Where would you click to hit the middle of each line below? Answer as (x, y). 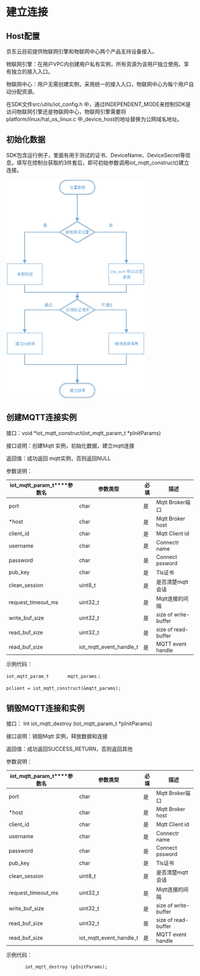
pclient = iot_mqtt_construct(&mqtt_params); (63, 689)
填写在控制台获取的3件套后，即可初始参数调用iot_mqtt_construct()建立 (103, 162)
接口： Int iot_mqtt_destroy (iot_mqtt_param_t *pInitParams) (79, 724)
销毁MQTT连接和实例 (46, 708)
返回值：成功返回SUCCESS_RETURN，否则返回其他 (69, 749)
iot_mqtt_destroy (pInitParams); (66, 967)
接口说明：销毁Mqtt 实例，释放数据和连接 (57, 736)
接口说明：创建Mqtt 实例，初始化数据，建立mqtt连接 (71, 445)
